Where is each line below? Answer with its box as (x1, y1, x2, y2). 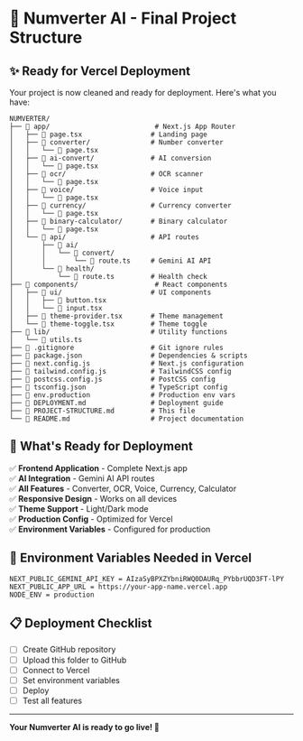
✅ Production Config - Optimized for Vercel (9, 514, 173, 524)
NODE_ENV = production (9, 590, 95, 599)
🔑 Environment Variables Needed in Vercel (9, 551, 252, 566)
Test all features (22, 695, 83, 706)
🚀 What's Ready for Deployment (9, 439, 194, 454)
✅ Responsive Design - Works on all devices (9, 493, 178, 504)
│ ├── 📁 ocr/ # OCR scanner (9, 170, 204, 179)
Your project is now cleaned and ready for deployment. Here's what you (9, 88, 277, 97)
